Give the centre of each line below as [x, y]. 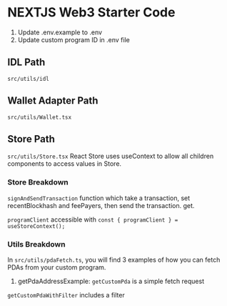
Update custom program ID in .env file [74, 39]
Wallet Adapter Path [53, 101]
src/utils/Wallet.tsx [40, 117]
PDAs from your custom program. [57, 267]
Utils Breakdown [36, 244]
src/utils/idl [29, 79]
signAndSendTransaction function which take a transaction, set [99, 198]
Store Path [31, 139]
